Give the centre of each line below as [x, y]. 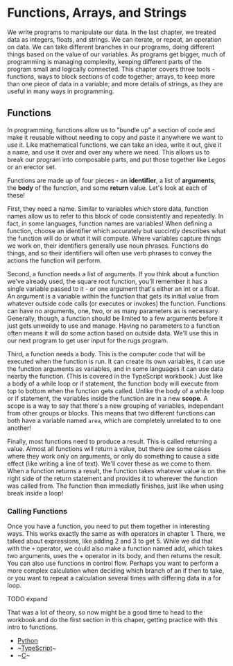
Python [27, 641]
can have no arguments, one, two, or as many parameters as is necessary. [113, 310]
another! [19, 428]
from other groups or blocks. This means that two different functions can [111, 413]
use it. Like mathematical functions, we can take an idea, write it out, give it [114, 145]
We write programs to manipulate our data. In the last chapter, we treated [112, 32]
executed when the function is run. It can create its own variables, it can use [116, 361]
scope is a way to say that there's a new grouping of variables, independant [115, 406]
